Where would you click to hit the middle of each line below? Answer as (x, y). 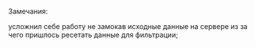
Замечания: (28, 11)
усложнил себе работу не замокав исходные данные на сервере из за (128, 26)
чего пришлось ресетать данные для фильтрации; (93, 35)
